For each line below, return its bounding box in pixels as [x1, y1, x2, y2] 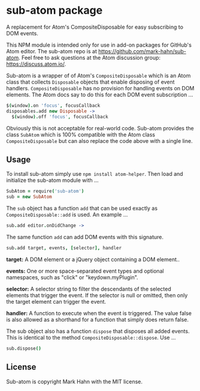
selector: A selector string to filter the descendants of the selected [6, 285, 172, 292]
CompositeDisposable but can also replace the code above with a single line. [6, 137, 193, 144]
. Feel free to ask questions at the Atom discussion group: [18, 54, 160, 61]
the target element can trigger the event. [6, 298, 107, 305]
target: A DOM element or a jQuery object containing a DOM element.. [6, 255, 180, 263]
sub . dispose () [6, 345, 42, 352]
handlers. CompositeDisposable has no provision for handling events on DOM [6, 84, 195, 91]
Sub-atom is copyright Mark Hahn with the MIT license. [6, 378, 143, 385]
